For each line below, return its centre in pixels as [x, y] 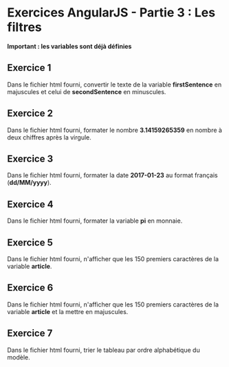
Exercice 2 [30, 114]
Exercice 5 [30, 242]
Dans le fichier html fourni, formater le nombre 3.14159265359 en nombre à [115, 130]
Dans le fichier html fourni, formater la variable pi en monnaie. [95, 221]
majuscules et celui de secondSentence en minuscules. [87, 91]
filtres [25, 27]
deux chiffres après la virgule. [49, 137]
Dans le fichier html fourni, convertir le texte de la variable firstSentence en [115, 85]
